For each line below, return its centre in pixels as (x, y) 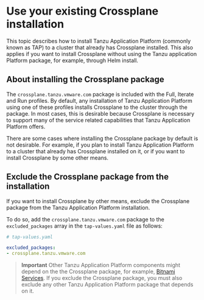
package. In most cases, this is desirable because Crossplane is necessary (100, 113)
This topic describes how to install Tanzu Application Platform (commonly (99, 41)
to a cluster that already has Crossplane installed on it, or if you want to (96, 151)
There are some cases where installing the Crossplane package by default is (102, 138)
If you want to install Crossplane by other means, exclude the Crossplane (98, 201)
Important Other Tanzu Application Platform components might (101, 265)
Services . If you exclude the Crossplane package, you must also (102, 278)
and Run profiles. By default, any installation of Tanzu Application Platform (100, 100)
